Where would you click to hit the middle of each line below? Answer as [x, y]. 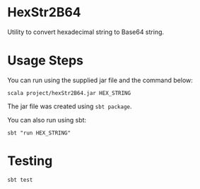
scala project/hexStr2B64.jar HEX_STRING [69, 93]
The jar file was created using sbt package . [70, 106]
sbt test [20, 180]
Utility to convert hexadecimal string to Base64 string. [86, 32]
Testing [30, 161]
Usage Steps [45, 61]
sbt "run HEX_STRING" [39, 133]
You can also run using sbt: [47, 120]
